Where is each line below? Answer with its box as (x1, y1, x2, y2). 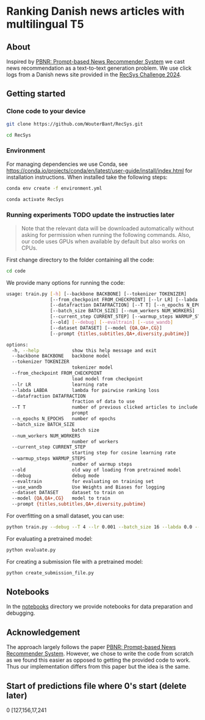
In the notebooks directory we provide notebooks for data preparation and (6, 603, 193, 610)
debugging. (6, 609, 35, 617)
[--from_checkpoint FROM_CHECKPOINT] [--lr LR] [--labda (49, 296, 198, 302)
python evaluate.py (6, 547, 56, 553)
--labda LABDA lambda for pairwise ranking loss (12, 387, 160, 393)
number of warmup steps (71, 461, 132, 468)
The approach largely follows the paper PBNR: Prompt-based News (6, 643, 176, 651)
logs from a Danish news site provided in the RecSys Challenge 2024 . (6, 71, 182, 78)
